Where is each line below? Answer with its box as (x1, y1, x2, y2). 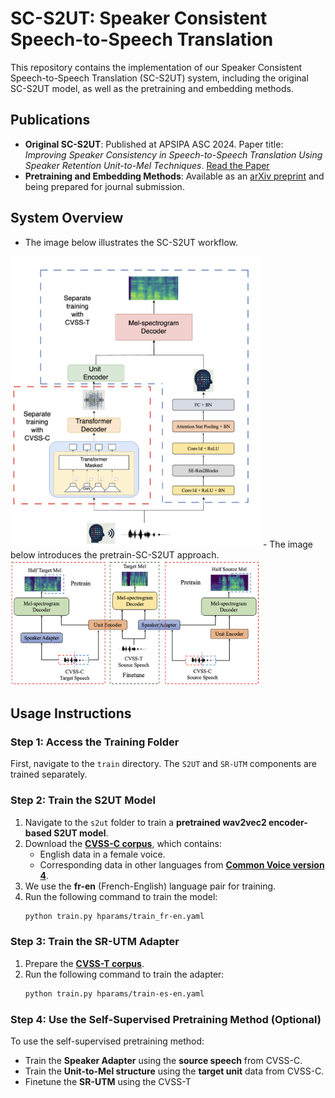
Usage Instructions (10, 705, 132, 722)
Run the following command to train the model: (24, 890, 218, 902)
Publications (10, 112, 91, 129)
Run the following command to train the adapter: (24, 968, 225, 980)
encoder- (268, 816, 308, 828)
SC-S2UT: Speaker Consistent (10, 7, 268, 30)
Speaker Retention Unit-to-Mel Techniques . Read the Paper (24, 159, 270, 171)
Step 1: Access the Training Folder (10, 735, 180, 749)
